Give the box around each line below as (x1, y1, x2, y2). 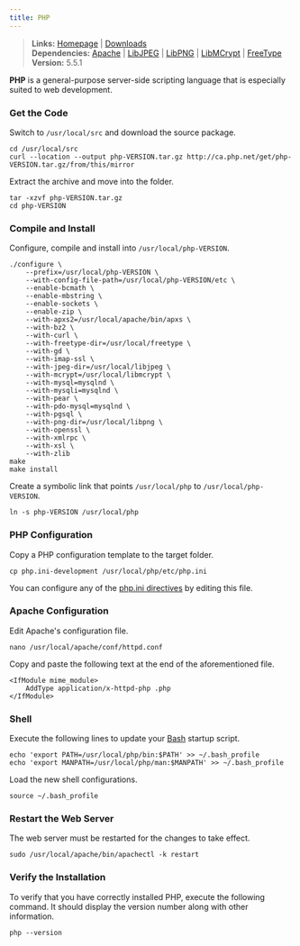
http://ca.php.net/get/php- (186, 152, 293, 161)
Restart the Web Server (9, 813, 114, 825)
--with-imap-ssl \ (25, 355, 95, 364)
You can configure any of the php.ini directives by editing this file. (9, 582, 254, 593)
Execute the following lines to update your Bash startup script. (9, 733, 241, 744)
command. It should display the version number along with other (9, 901, 249, 912)
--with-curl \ (25, 331, 78, 341)
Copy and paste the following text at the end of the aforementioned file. (9, 659, 275, 669)
